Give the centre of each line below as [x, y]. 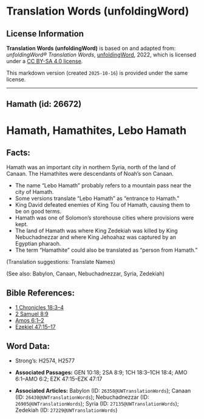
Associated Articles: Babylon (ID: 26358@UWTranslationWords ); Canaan [103, 391]
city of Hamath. [34, 192]
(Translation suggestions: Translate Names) [61, 262]
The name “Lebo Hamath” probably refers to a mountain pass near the [103, 185]
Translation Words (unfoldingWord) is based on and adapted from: [91, 48]
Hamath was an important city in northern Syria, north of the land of [91, 167]
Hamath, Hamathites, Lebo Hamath [97, 130]
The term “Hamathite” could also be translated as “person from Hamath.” [106, 250]
